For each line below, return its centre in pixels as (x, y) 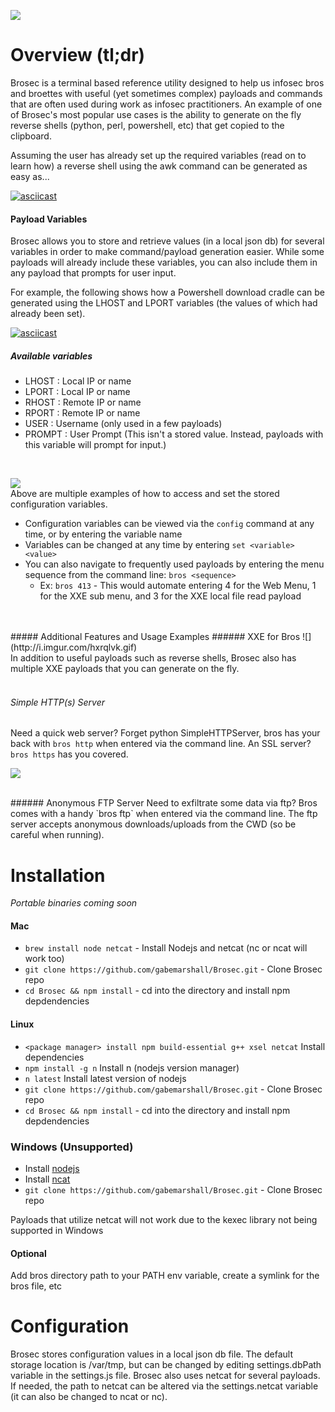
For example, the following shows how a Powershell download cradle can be (167, 292)
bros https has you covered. (69, 754)
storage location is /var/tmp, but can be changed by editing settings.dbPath (166, 1365)
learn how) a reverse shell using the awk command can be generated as (159, 166)
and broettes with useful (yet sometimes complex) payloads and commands (166, 93)
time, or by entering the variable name (103, 534)
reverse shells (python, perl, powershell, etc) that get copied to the (147, 125)
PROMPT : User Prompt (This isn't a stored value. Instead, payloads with (174, 434)
